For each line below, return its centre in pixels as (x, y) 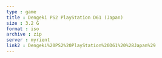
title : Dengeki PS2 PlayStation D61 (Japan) (65, 18)
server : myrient (28, 40)
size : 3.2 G (23, 23)
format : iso (23, 29)
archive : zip (24, 34)
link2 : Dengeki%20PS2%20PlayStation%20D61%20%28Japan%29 (81, 46)
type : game (21, 12)
